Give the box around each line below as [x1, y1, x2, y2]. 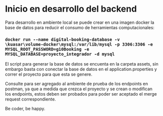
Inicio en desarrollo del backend [5, 3, 137, 15]
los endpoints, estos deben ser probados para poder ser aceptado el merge [5, 91, 157, 97]
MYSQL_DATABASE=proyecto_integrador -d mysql [5, 51, 115, 57]
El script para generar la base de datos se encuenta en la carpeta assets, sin [5, 61, 159, 67]
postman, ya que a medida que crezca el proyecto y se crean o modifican [5, 86, 153, 92]
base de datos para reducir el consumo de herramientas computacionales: [5, 24, 155, 30]
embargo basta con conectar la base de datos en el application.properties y [5, 66, 157, 72]
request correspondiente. [5, 96, 56, 102]
